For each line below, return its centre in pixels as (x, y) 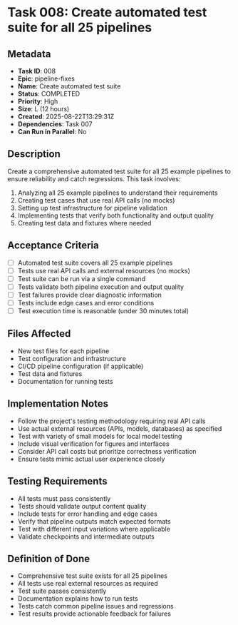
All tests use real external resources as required (88, 584)
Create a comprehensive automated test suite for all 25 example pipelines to (119, 171)
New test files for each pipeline (63, 351)
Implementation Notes (58, 404)
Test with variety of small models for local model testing (100, 436)
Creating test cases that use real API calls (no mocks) (96, 200)
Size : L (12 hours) (43, 109)
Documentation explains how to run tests (78, 599)
